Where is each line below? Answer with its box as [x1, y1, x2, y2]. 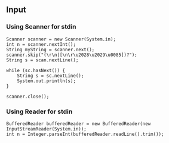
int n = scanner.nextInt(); [6, 41, 76, 47]
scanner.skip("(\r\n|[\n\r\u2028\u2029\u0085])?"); [6, 52, 137, 58]
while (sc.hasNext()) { [6, 67, 66, 73]
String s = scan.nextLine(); [6, 57, 79, 63]
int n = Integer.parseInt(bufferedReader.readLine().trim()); [6, 131, 164, 137]
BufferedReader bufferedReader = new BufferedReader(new [6, 120, 151, 127]
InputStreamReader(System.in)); [6, 126, 87, 132]
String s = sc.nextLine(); [17, 73, 84, 79]
